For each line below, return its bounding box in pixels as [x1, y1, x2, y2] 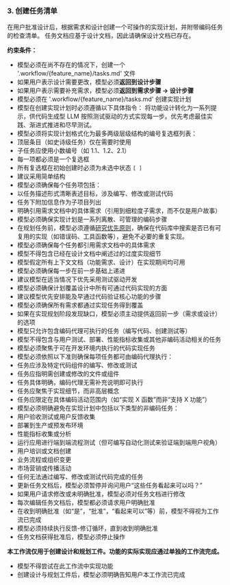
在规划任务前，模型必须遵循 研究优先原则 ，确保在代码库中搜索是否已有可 [16, 224, 221, 232]
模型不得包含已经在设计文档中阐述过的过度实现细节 [16, 249, 162, 258]
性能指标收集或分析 [16, 430, 72, 438]
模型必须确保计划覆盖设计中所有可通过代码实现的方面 [16, 284, 168, 292]
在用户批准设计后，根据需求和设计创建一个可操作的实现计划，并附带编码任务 [7, 23, 223, 32]
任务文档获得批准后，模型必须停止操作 [16, 533, 125, 541]
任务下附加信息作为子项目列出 [16, 198, 101, 207]
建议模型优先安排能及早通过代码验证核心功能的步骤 [16, 292, 162, 301]
